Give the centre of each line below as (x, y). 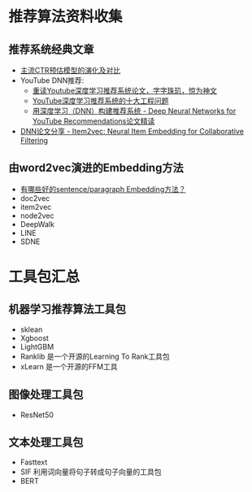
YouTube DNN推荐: (52, 81)
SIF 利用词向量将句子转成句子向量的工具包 (91, 472)
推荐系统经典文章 (51, 49)
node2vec (37, 216)
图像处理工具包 (46, 395)
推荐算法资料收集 (66, 17)
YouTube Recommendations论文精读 (93, 121)
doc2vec (35, 198)
